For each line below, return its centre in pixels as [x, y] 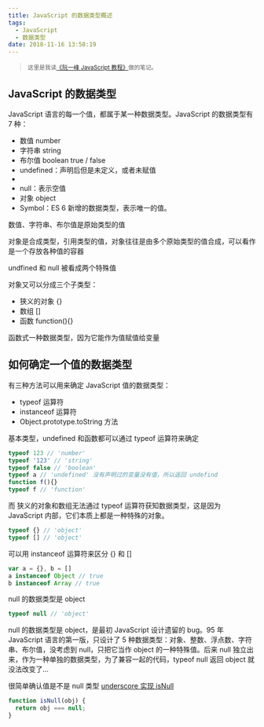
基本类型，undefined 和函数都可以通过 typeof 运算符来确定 [103, 438]
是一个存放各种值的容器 [46, 251]
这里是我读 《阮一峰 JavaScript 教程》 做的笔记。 [92, 68]
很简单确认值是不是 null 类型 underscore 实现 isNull [91, 686]
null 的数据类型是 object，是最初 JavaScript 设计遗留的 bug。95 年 [116, 630]
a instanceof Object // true [56, 576]
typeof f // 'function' [47, 490]
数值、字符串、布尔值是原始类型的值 [67, 224]
